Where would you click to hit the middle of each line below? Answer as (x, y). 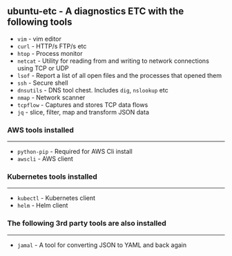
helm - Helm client (42, 206)
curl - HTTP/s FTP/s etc (52, 46)
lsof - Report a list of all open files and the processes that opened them (119, 75)
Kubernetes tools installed (52, 177)
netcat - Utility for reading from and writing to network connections (113, 61)
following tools (40, 22)
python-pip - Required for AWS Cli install (75, 152)
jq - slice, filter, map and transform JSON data (83, 112)
